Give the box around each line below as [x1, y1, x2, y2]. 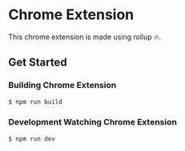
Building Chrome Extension [8, 80, 117, 91]
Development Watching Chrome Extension [8, 117, 178, 128]
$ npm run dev [8, 134, 56, 143]
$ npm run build [8, 97, 62, 105]
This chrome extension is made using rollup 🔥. [8, 32, 162, 42]
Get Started [8, 56, 67, 70]
